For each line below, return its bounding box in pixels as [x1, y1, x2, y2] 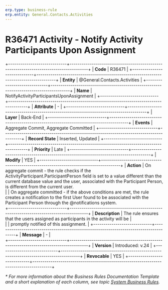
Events [135, 120, 150, 126]
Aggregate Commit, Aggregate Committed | [5, 125, 95, 131]
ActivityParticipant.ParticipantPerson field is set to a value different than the [5, 173, 162, 179]
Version [94, 242, 112, 249]
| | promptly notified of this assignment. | [5, 221, 89, 227]
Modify [5, 157, 21, 163]
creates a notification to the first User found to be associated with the [5, 195, 149, 201]
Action [127, 162, 141, 168]
